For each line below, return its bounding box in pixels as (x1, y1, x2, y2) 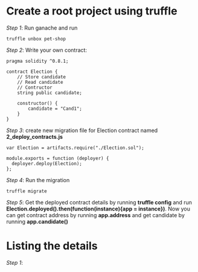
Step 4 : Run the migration (6, 176, 70, 183)
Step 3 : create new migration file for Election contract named (6, 127, 158, 134)
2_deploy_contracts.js (6, 133, 63, 140)
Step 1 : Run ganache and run (6, 24, 78, 31)
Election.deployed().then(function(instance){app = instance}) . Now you (6, 205, 190, 212)
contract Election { (6, 68, 59, 75)
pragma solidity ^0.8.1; (6, 58, 69, 64)
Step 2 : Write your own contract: (6, 46, 88, 54)
